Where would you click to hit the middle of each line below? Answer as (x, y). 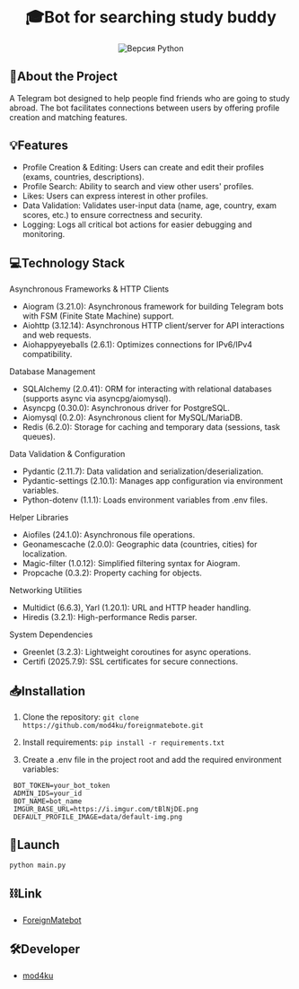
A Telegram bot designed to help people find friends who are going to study (149, 98)
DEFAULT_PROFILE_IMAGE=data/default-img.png (97, 818)
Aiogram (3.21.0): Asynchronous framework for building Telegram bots (153, 307)
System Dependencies (51, 635)
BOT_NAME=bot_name (48, 801)
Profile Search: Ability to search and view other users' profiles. (138, 186)
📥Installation (48, 691)
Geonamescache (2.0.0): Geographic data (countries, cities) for (140, 545)
